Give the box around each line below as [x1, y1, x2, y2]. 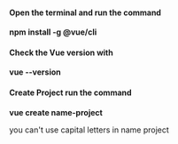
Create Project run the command [9, 87, 132, 98]
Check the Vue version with [9, 47, 113, 58]
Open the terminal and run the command [9, 7, 162, 18]
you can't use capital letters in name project [9, 124, 170, 135]
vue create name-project [9, 107, 104, 117]
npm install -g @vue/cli [9, 27, 97, 37]
